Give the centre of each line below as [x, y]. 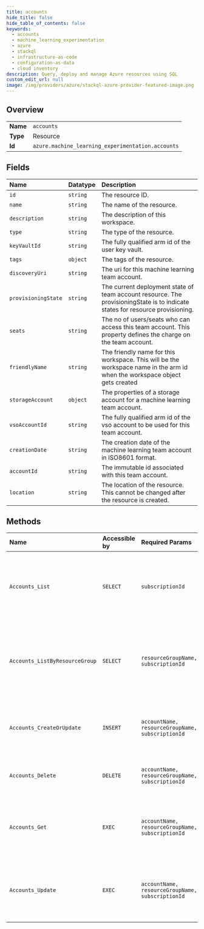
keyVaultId [25, 246]
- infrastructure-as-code [45, 57]
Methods [24, 522]
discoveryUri [28, 273]
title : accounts [27, 12]
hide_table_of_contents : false [46, 23]
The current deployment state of [148, 287]
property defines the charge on [146, 335]
